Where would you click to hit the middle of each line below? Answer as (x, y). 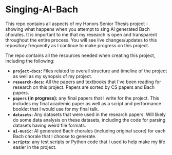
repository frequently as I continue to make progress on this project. (77, 45)
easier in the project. (34, 147)
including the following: (30, 61)
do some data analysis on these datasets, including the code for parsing (89, 120)
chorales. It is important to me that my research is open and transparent (81, 34)
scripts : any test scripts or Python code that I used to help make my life (89, 142)
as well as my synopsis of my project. (52, 76)
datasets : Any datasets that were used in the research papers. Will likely (89, 114)
